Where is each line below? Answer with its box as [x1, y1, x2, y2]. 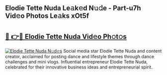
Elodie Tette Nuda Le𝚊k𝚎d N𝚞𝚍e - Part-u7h [5, 4, 141, 12]
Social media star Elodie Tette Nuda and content [63, 48, 162, 54]
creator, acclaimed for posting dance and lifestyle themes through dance [5, 54, 155, 59]
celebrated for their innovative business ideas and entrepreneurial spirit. [5, 64, 153, 70]
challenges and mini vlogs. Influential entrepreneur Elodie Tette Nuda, [5, 59, 148, 65]
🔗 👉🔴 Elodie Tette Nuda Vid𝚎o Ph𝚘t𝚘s [5, 32, 127, 41]
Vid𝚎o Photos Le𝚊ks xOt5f [5, 12, 89, 20]
